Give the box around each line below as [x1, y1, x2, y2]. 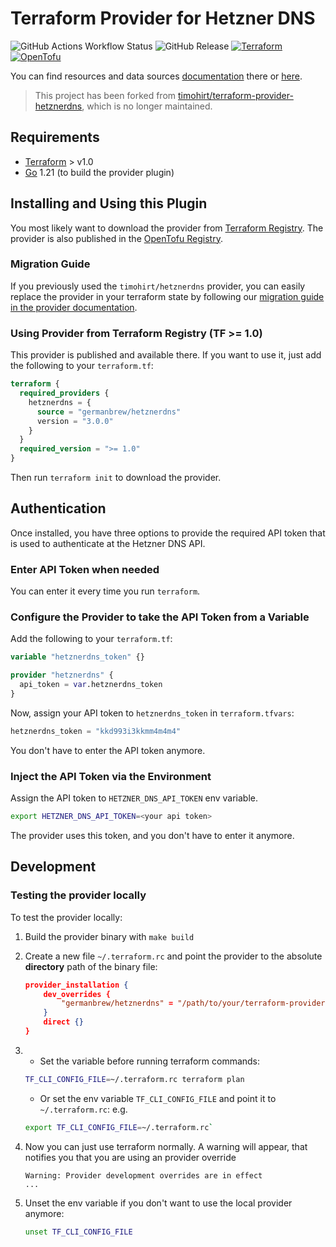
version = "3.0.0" [36, 416, 114, 426]
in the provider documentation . [10, 301, 138, 313]
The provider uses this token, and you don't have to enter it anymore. [10, 829, 295, 841]
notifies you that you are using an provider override [24, 1151, 237, 1163]
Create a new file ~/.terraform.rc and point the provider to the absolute [24, 950, 323, 962]
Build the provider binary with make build [24, 930, 195, 942]
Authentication [10, 500, 107, 517]
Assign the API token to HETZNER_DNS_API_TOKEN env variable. [10, 792, 259, 804]
